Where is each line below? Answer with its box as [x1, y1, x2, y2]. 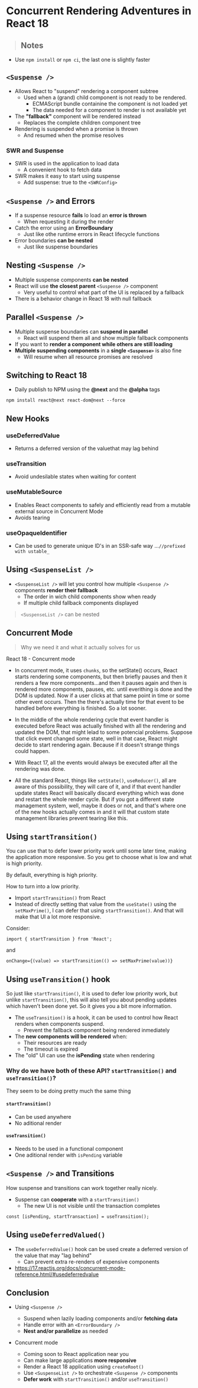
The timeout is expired [23, 1045, 79, 1053]
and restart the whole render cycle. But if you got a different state [14, 796, 174, 803]
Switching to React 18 [6, 370, 87, 380]
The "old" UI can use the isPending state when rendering [14, 1052, 155, 1059]
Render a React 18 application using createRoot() [23, 1363, 144, 1370]
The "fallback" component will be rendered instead [14, 113, 141, 120]
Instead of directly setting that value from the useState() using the [14, 901, 177, 908]
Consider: [6, 925, 30, 932]
